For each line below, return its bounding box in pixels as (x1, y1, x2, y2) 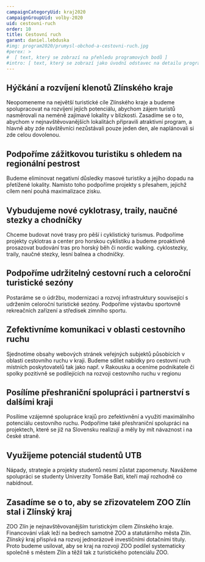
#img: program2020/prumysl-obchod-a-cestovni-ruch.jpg (6, 43, 149, 49)
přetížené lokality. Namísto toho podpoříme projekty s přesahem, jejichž (6, 181, 187, 189)
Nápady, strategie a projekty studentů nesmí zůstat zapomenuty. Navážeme (6, 466, 197, 474)
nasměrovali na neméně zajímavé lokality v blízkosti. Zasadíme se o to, (6, 112, 184, 119)
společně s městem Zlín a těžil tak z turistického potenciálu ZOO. (6, 549, 169, 556)
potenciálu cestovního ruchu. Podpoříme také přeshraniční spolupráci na (6, 419, 189, 427)
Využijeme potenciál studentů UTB (6, 450, 142, 461)
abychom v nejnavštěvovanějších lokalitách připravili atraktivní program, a (6, 118, 192, 126)
